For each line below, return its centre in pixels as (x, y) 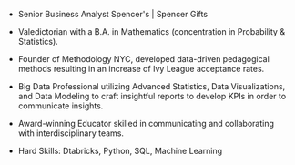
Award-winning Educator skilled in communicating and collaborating (146, 124)
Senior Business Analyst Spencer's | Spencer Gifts (112, 14)
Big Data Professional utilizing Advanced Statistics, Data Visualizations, (152, 86)
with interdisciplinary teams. (71, 133)
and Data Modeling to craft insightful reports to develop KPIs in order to (152, 96)
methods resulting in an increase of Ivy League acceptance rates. (141, 69)
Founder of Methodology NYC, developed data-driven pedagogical (144, 59)
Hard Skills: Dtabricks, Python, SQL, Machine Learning (120, 151)
